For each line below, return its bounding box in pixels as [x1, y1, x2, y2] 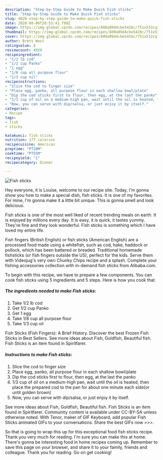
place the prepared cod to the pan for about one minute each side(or [12, 384, 150, 390]
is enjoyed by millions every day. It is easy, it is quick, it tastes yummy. [5, 217, 146, 223]
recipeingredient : [5, 52, 42, 57]
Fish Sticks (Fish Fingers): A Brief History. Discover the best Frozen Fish [5, 330, 149, 336]
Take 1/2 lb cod [12, 300, 43, 306]
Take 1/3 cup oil [12, 321, 44, 327]
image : [5, 25, 18, 30]
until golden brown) [12, 390, 51, 396]
